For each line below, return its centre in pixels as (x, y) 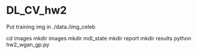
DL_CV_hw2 (37, 10)
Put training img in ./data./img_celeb (51, 27)
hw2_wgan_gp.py (28, 45)
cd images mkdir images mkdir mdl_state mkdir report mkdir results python (99, 38)
